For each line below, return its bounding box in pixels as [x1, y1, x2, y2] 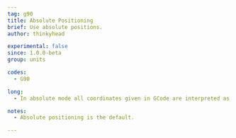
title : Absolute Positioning [7, 17, 94, 24]
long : [7, 88, 23, 96]
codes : [7, 69, 27, 76]
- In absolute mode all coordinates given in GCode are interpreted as [13, 95, 230, 102]
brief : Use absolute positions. [7, 23, 103, 30]
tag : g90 [7, 10, 33, 18]
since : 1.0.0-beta [7, 50, 62, 57]
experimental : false [7, 43, 69, 50]
